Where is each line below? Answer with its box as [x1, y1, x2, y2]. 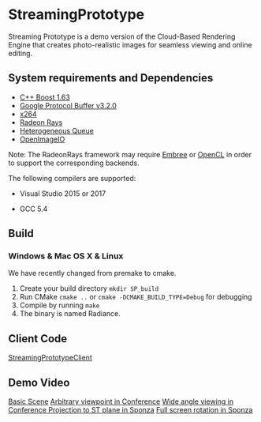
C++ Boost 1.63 [19, 92, 71, 102]
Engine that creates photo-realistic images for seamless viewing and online [8, 40, 252, 49]
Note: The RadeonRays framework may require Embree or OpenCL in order [8, 149, 252, 159]
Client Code [8, 332, 68, 345]
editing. [8, 48, 33, 58]
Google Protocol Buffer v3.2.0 [19, 100, 117, 110]
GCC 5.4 [19, 204, 48, 213]
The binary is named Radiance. [19, 309, 121, 318]
